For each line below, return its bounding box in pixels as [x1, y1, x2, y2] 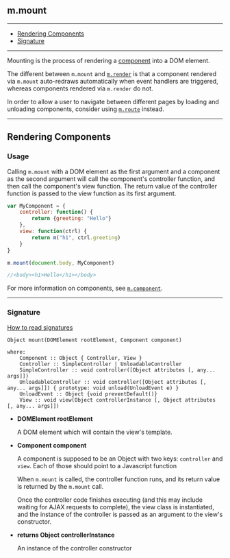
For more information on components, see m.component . [7, 284, 163, 293]
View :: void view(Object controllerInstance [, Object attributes [19, 396, 216, 403]
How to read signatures [7, 323, 73, 331]
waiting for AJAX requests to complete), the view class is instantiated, [16, 502, 214, 511]
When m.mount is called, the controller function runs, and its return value [16, 475, 220, 483]
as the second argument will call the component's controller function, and [7, 174, 216, 183]
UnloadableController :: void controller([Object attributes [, [19, 378, 207, 385]
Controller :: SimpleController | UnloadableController [19, 361, 183, 367]
